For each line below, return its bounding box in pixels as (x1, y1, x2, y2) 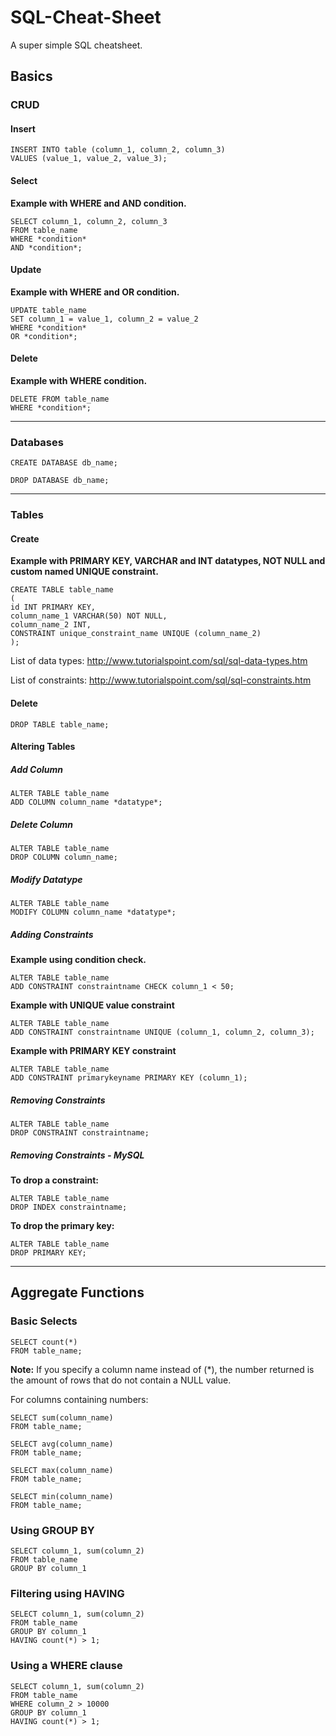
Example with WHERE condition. (10, 375, 148, 387)
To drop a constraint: (10, 1174, 99, 1186)
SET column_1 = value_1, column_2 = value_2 (10, 314, 199, 324)
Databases (10, 435, 64, 449)
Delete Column (10, 818, 73, 830)
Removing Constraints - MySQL (10, 1149, 145, 1161)
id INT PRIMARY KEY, (10, 602, 97, 613)
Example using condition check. (10, 954, 147, 966)
